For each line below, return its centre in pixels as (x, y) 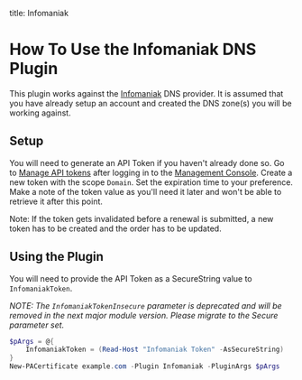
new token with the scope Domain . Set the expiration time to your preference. (151, 182)
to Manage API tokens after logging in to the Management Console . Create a (151, 172)
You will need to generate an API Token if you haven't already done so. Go (147, 162)
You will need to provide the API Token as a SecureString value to (131, 278)
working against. (40, 113)
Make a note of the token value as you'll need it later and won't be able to (146, 191)
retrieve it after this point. (56, 201)
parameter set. (37, 325)
